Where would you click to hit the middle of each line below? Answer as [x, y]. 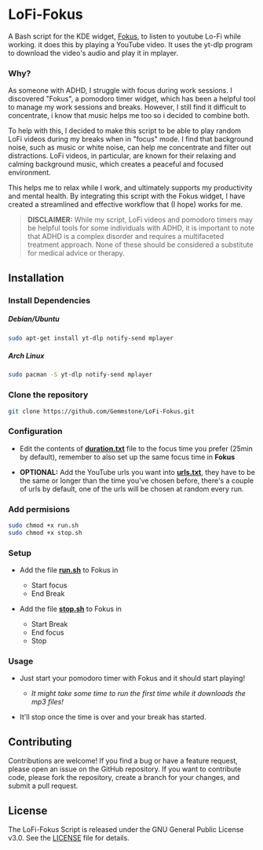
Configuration [35, 432]
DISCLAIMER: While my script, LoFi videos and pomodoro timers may [140, 220]
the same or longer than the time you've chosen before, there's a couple [137, 480]
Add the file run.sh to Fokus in [69, 570]
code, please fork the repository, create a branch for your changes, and [124, 778]
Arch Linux [26, 355]
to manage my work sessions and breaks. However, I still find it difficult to [127, 107]
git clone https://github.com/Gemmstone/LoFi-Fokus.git [101, 411]
